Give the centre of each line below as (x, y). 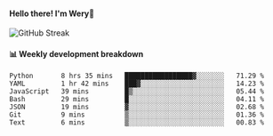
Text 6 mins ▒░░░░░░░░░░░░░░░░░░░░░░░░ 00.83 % (137, 123)
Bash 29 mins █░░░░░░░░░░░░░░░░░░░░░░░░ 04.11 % (137, 100)
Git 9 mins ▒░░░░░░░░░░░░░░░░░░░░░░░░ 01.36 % (137, 115)
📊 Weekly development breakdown (76, 53)
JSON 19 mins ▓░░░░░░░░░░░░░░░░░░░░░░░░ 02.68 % (137, 108)
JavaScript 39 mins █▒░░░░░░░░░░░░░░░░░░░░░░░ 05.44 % (137, 92)
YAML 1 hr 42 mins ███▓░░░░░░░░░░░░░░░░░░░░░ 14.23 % (137, 84)
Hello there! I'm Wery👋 (52, 13)
